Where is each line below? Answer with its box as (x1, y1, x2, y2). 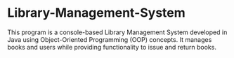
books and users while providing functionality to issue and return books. (7, 43, 216, 51)
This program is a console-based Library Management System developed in (7, 28, 228, 36)
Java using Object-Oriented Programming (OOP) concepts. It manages (7, 35, 212, 43)
